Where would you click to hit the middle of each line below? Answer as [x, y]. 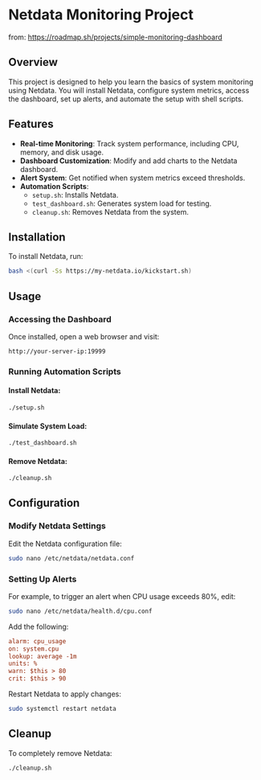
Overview [33, 62]
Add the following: [39, 626]
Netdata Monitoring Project [101, 15]
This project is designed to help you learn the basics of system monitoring [131, 81]
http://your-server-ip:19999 [57, 351]
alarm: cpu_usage [37, 641]
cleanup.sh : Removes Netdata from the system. [110, 211]
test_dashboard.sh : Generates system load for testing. [122, 203]
